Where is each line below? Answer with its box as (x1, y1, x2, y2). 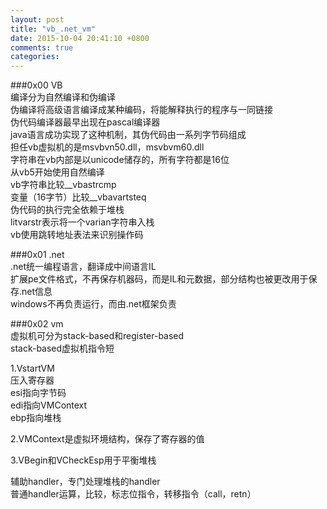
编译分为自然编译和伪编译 (10, 91, 116, 103)
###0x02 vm (10, 318, 64, 330)
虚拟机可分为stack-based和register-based (10, 330, 185, 342)
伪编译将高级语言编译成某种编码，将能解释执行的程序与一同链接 (10, 104, 273, 116)
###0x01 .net (10, 249, 65, 261)
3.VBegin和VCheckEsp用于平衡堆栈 (10, 454, 157, 466)
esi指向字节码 (10, 387, 67, 399)
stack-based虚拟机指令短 (10, 342, 115, 355)
